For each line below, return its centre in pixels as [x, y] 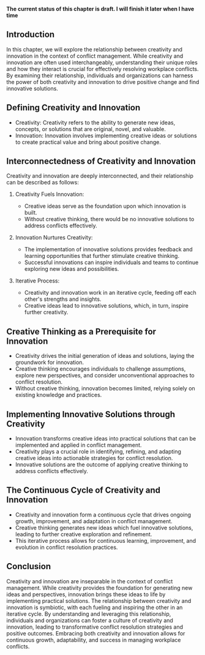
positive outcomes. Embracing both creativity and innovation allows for [96, 633]
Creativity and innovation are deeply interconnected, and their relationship [100, 176]
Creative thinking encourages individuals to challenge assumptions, [100, 369]
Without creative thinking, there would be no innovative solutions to [109, 219]
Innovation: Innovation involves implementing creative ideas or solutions [106, 135]
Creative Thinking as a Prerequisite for [81, 331]
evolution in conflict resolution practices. [66, 547]
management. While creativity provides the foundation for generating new [99, 588]
